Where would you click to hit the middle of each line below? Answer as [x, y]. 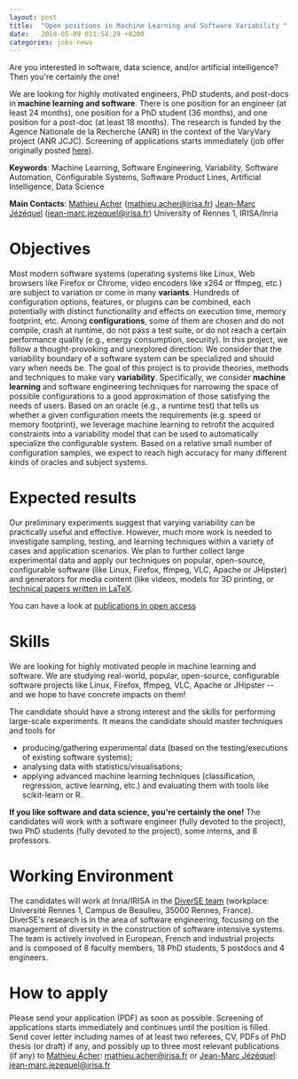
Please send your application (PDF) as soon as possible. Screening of [136, 1018]
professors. [30, 840]
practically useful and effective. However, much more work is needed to [141, 532]
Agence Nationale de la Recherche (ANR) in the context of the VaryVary [140, 132]
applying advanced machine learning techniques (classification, [138, 776]
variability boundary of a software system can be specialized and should [142, 358]
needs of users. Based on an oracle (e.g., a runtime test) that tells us [134, 406]
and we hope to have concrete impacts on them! [98, 695]
